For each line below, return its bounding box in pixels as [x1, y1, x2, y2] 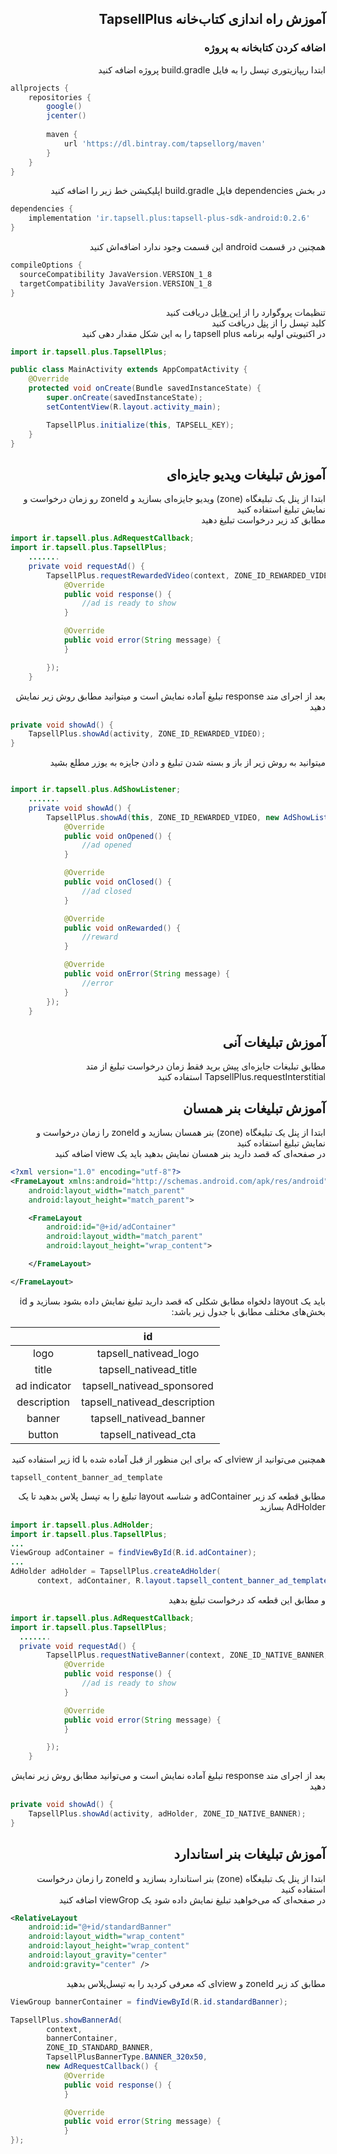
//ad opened [81, 840, 132, 851]
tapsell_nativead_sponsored [82, 1378, 214, 1392]
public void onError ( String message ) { [63, 969, 230, 979]
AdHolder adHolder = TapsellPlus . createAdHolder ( [10, 1567, 222, 1577]
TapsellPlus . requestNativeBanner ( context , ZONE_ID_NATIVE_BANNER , [46, 1650, 329, 1661]
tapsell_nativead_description [81, 1395, 216, 1409]
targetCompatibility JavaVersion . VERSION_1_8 [19, 278, 213, 289]
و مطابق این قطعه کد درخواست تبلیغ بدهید [168, 1593, 326, 1606]
